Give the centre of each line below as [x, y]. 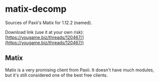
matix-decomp [36, 9]
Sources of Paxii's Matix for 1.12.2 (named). [49, 23]
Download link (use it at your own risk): [45, 32]
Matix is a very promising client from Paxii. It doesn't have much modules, [80, 70]
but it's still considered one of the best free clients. [56, 75]
